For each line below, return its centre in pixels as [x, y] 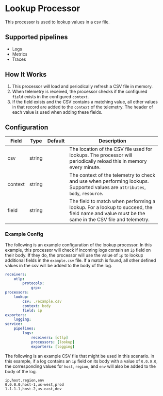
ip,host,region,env [25, 380]
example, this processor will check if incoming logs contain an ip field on [78, 250]
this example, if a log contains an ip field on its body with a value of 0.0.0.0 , [81, 361]
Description [113, 141]
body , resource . [86, 193]
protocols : [33, 283]
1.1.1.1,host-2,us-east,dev [33, 389]
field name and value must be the [107, 213]
